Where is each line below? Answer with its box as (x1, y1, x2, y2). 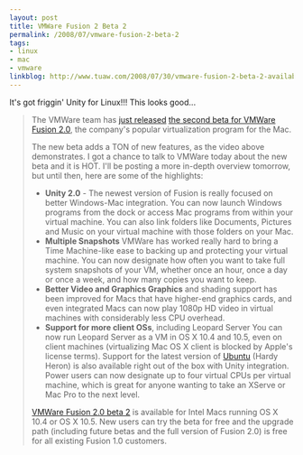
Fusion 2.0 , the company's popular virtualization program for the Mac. (31, 124, 292, 135)
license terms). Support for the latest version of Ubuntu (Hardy (44, 350, 279, 361)
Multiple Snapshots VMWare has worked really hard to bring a (44, 236, 279, 246)
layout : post (9, 13, 59, 23)
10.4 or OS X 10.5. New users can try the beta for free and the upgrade (31, 416, 294, 427)
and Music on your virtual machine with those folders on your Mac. (44, 226, 294, 237)
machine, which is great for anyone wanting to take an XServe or (44, 379, 286, 390)
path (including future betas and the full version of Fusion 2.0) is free (31, 425, 288, 436)
